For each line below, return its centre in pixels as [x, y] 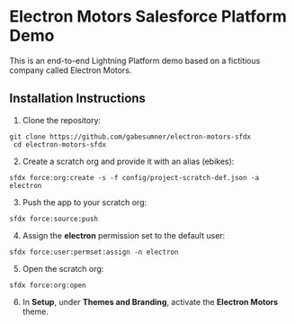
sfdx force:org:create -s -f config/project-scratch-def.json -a [134, 177]
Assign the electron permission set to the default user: [124, 235]
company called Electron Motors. [71, 70]
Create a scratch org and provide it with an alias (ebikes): [128, 161]
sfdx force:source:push [54, 219]
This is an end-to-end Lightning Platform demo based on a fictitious [135, 60]
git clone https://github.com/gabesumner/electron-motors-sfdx [130, 137]
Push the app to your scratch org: [85, 202]
